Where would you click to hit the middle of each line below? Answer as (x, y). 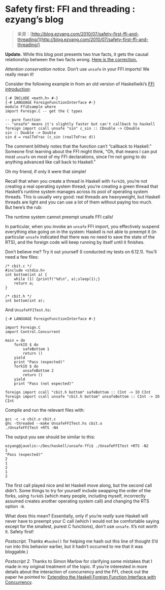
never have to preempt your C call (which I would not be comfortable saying (82, 521)
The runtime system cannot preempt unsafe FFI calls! (59, 217)
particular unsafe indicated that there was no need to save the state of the (80, 237)
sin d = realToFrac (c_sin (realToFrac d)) (50, 137)
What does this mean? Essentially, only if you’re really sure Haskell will (77, 516)
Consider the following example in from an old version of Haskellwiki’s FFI (80, 84)
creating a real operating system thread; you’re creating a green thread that (82, 186)
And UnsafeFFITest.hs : (28, 310)
